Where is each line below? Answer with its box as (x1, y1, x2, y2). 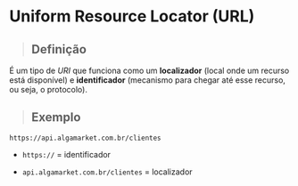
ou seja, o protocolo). (9, 85, 87, 94)
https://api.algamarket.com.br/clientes (9, 133, 162, 142)
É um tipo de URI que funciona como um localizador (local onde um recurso (9, 65, 290, 76)
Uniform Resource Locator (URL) (9, 6, 255, 27)
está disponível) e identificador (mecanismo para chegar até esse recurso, (9, 75, 286, 85)
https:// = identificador (21, 149, 112, 159)
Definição (30, 42, 87, 57)
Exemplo (30, 109, 81, 125)
